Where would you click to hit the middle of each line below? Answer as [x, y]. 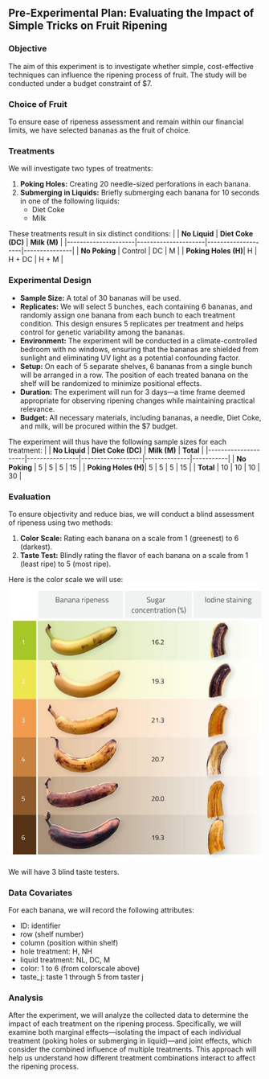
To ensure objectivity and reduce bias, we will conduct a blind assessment [131, 514]
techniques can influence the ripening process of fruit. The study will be [128, 75]
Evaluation [29, 496]
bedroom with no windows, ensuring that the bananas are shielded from [139, 349]
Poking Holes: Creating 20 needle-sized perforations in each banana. [135, 184]
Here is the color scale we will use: [66, 579]
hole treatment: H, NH [56, 951]
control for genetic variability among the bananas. [102, 332]
